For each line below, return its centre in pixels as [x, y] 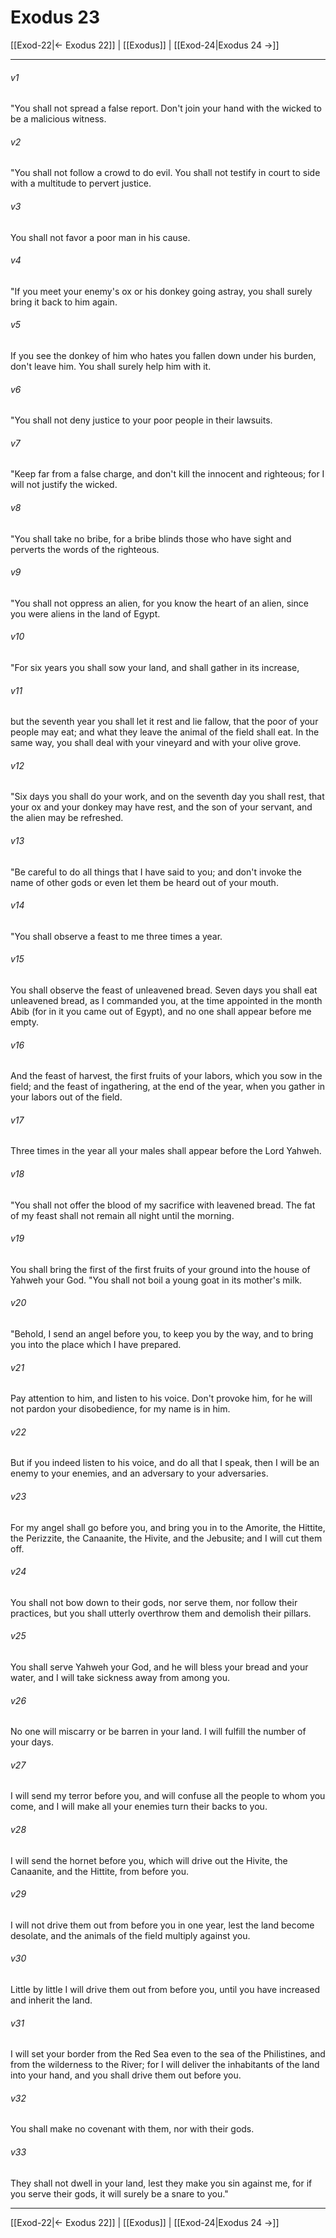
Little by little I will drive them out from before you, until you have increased [165, 1990]
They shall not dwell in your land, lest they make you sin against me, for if [161, 2183]
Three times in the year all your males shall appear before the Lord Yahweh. [166, 1151]
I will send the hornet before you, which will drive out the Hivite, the [149, 1860]
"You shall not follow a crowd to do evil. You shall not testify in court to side [165, 173]
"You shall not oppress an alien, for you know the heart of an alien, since [159, 603]
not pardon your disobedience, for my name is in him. [120, 1409]
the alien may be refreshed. [67, 818]
